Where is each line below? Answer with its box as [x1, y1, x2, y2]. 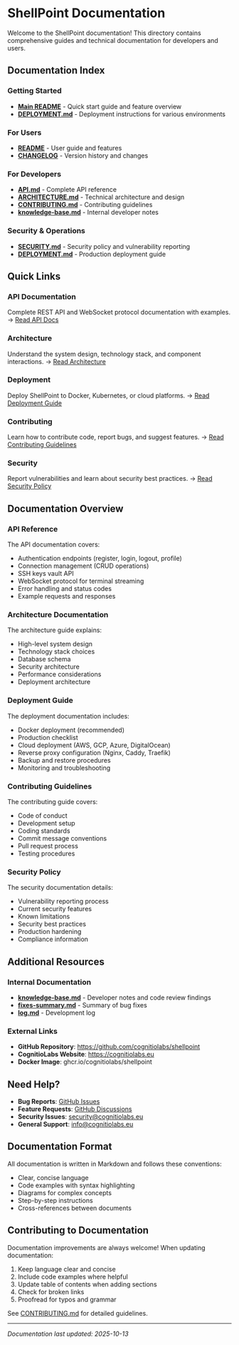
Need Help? [7, 1078, 60, 1090]
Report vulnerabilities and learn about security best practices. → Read [7, 474, 213, 483]
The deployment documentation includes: [7, 711, 129, 720]
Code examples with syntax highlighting [17, 1181, 135, 1189]
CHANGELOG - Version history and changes [17, 151, 149, 160]
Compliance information [17, 935, 89, 943]
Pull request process [17, 841, 78, 850]
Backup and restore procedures [17, 756, 112, 764]
